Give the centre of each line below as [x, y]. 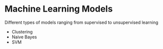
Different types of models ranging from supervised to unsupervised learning [81, 22]
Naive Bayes [24, 37]
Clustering [22, 32]
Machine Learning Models [59, 9]
